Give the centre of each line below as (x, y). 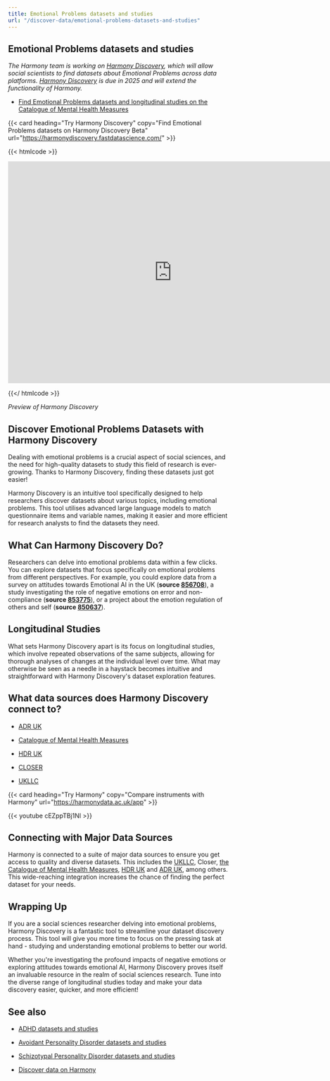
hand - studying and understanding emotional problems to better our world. (118, 946)
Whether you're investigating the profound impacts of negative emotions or (117, 960)
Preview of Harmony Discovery (53, 407)
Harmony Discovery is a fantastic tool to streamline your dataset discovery (116, 931)
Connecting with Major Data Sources (90, 838)
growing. (21, 472)
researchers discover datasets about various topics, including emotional (113, 501)
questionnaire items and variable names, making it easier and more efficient (118, 515)
